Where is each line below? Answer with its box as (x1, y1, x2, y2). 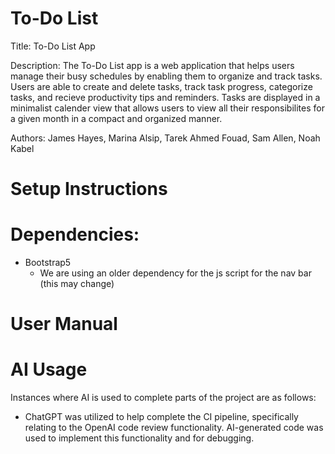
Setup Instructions (10, 178, 168, 201)
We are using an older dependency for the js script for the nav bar (39, 267, 312, 279)
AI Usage (10, 358, 88, 381)
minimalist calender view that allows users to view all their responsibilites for (10, 102, 325, 114)
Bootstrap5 (24, 257, 72, 269)
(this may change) (39, 278, 115, 290)
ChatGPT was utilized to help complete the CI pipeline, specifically (24, 411, 299, 423)
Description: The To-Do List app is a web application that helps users (10, 59, 295, 71)
